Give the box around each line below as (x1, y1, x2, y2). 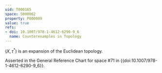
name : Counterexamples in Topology (9, 34, 82, 39)
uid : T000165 (5, 7, 32, 12)
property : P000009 (5, 16, 42, 21)
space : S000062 (5, 12, 36, 16)
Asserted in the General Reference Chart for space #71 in (5, 58, 120, 63)
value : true (5, 20, 29, 26)
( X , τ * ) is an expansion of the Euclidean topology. (5, 47, 103, 54)
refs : (5, 25, 16, 30)
